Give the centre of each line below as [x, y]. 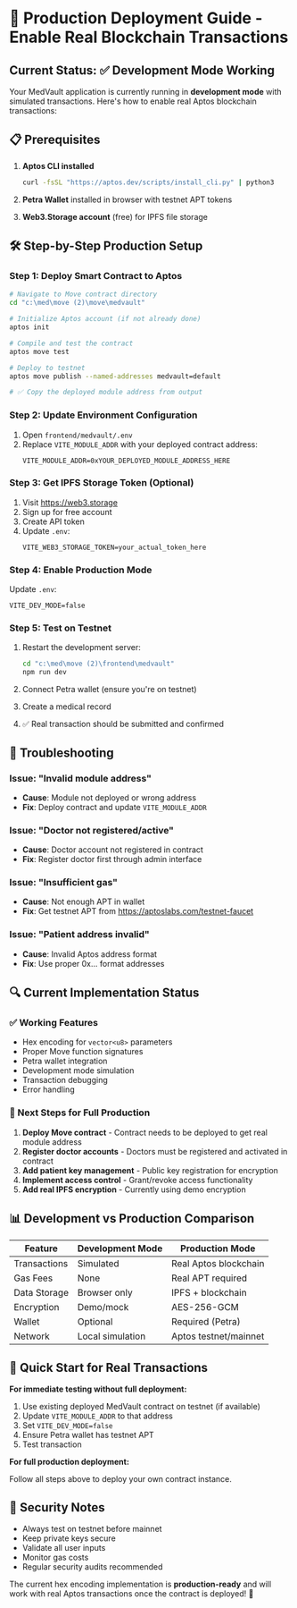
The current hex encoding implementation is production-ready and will [140, 1584]
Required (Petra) [206, 1321]
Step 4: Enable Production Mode [81, 570]
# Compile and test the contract [71, 343]
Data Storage [41, 1292]
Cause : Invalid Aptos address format [90, 954]
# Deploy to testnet [48, 368]
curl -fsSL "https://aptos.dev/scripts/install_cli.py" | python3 [148, 182]
